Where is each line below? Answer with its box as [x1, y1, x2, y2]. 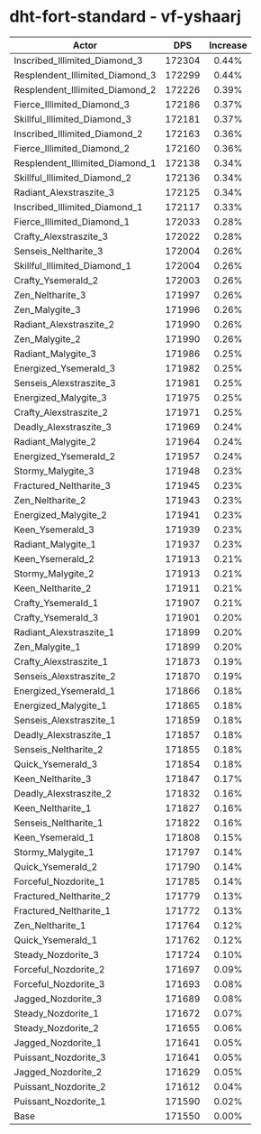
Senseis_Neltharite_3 [13, 244, 103, 257]
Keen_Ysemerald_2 [13, 552, 94, 565]
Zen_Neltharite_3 [13, 289, 86, 301]
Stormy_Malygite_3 [13, 465, 94, 477]
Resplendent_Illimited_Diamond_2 [13, 83, 157, 96]
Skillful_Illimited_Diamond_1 [13, 259, 132, 272]
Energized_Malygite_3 [13, 391, 108, 403]
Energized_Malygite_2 [13, 508, 108, 521]
